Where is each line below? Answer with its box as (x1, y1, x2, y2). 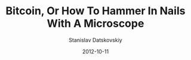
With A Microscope (47, 17, 144, 30)
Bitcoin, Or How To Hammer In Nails (5, 4, 186, 18)
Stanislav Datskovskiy (69, 36, 122, 43)
